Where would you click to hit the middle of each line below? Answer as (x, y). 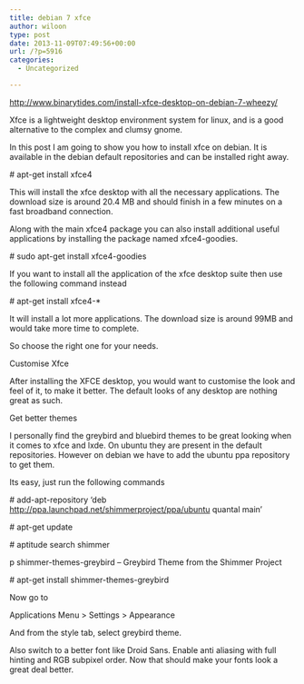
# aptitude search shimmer (60, 544)
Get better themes (44, 418)
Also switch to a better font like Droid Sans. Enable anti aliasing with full (143, 649)
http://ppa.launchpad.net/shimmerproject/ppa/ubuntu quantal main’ (136, 509)
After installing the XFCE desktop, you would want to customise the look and (152, 381)
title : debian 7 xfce (50, 18)
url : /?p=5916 (36, 52)
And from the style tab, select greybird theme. (95, 632)
